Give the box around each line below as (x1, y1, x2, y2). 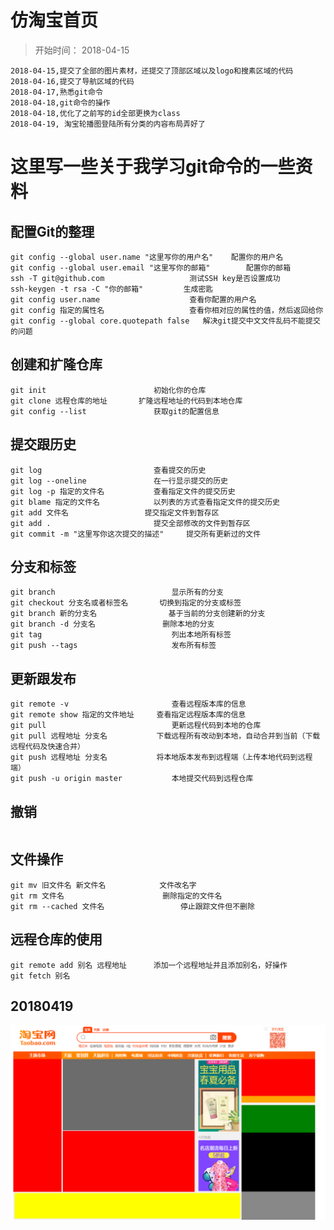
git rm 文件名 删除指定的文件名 (10, 891, 223, 901)
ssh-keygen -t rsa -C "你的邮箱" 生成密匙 (10, 284, 214, 294)
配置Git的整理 (10, 223, 95, 240)
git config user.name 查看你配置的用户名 (10, 294, 257, 305)
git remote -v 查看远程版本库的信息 (10, 699, 247, 710)
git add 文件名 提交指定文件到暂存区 (10, 507, 220, 518)
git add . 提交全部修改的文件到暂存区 (10, 518, 251, 528)
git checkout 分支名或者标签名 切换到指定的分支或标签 (10, 598, 242, 608)
